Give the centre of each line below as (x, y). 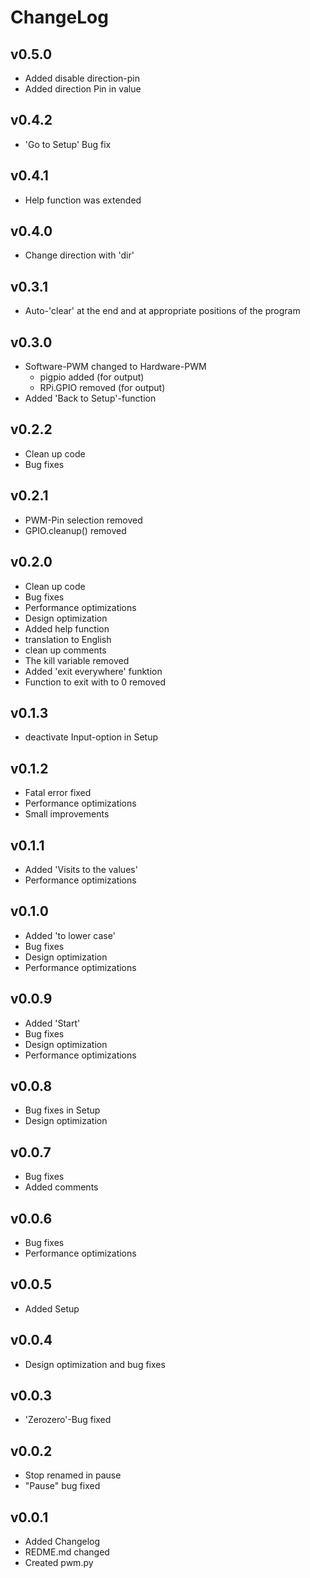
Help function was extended (83, 200)
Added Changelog (62, 1542)
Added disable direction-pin (82, 78)
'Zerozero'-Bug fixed (68, 1420)
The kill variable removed (77, 660)
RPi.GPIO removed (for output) (102, 388)
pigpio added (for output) (92, 377)
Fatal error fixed (58, 793)
